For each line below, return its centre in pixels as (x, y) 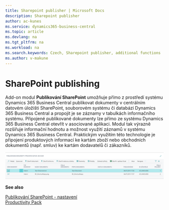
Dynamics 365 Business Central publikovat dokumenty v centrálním (75, 103)
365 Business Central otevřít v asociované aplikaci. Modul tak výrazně (78, 124)
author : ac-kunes (23, 21)
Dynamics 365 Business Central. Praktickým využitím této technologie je (80, 135)
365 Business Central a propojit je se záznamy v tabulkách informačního (80, 113)
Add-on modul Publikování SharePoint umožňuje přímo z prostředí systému (84, 97)
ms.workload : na (22, 48)
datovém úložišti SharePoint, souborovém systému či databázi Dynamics (80, 108)
